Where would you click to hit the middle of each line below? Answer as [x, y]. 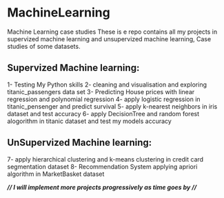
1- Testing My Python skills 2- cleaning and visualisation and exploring [107, 85]
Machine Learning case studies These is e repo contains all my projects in [112, 32]
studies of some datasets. [44, 46]
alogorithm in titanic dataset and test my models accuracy [90, 121]
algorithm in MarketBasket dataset [56, 174]
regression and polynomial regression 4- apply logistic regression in [104, 99]
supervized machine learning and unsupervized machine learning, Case [109, 38]
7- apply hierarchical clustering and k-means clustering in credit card [105, 159]
